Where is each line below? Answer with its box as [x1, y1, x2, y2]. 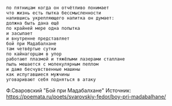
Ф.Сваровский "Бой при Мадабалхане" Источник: [6, 87, 131, 94]
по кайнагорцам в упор [6, 51, 62, 57]
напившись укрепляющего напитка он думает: [6, 15, 115, 21]
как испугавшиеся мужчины [6, 71, 70, 77]
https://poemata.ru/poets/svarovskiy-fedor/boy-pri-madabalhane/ [6, 93, 166, 100]
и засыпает [6, 30, 33, 36]
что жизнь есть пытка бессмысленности [6, 10, 101, 16]
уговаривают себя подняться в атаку [6, 77, 96, 83]
